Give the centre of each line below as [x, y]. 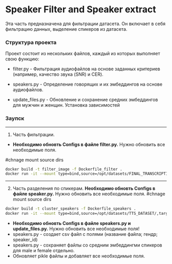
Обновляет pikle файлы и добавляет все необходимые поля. [79, 256]
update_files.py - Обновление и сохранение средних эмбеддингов [85, 100]
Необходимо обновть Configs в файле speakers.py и [72, 224]
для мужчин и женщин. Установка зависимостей [66, 105]
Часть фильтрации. [34, 134]
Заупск [15, 118]
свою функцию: [22, 59]
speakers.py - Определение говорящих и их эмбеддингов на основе [88, 84]
